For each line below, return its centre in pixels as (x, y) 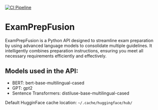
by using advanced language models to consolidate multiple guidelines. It (79, 46)
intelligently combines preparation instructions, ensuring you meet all (74, 50)
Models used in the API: (42, 71)
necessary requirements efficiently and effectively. (56, 56)
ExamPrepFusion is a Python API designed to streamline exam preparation (79, 40)
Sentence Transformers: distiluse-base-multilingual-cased (71, 93)
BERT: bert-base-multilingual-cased (48, 83)
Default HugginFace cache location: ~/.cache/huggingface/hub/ (69, 102)
